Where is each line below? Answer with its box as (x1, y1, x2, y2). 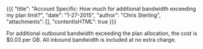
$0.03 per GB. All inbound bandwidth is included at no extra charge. (6, 36, 176, 43)
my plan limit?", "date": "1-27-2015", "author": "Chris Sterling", (6, 11, 161, 19)
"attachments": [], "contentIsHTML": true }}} (6, 18, 116, 25)
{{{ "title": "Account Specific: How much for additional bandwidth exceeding (6, 5, 196, 12)
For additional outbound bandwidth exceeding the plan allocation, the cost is (6, 30, 198, 37)
